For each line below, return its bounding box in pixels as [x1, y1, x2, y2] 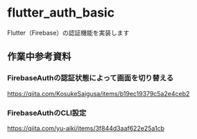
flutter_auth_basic [7, 5, 115, 21]
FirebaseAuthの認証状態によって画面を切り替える [7, 73, 174, 83]
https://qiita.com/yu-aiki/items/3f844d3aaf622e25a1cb [7, 124, 165, 132]
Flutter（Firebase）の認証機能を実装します [7, 28, 130, 37]
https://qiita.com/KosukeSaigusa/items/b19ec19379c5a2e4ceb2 [7, 89, 190, 98]
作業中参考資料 [7, 50, 71, 63]
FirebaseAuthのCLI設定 [7, 108, 87, 118]
